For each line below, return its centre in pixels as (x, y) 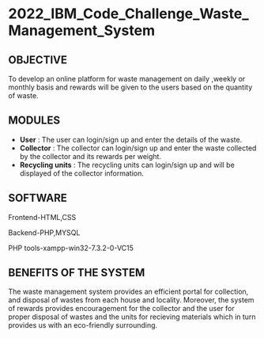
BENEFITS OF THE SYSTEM (77, 273)
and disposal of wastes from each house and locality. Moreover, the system (131, 300)
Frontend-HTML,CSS (42, 217)
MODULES (34, 121)
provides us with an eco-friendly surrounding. (83, 325)
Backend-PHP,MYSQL (44, 232)
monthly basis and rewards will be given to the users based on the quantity (130, 87)
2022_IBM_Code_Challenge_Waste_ (128, 14)
